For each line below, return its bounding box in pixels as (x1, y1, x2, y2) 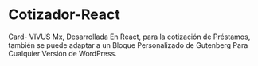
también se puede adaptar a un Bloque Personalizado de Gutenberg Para (8, 40, 248, 49)
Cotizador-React (8, 6, 121, 24)
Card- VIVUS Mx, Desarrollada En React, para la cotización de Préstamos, (8, 32, 251, 41)
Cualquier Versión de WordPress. (8, 49, 117, 58)
